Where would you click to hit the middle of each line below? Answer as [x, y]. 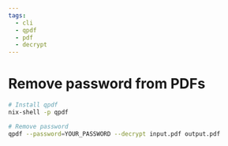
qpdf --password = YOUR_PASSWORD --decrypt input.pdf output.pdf [114, 134]
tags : [17, 15]
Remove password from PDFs [107, 84]
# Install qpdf [33, 105]
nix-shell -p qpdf [38, 112]
